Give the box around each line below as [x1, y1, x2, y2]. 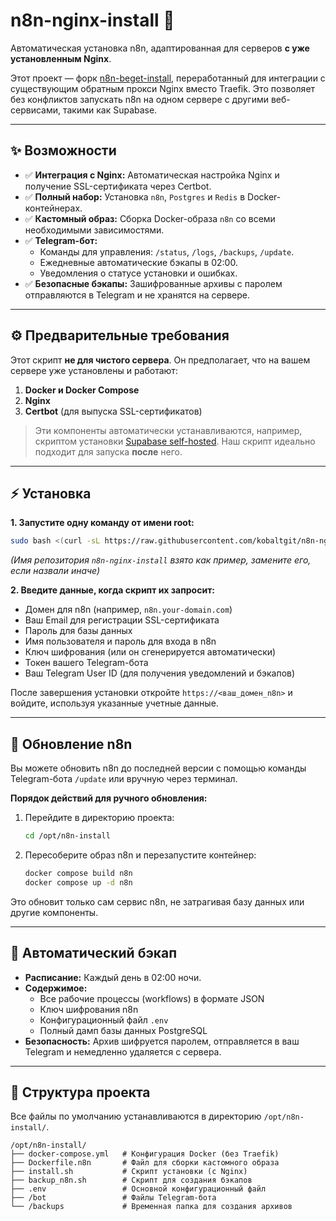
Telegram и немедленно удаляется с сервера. [24, 1045, 222, 1058]
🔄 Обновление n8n [10, 735, 133, 753]
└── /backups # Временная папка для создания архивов [10, 1202, 293, 1212]
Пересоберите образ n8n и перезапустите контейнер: [24, 849, 257, 861]
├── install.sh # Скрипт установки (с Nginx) [10, 1167, 248, 1177]
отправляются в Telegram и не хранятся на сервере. [24, 289, 251, 301]
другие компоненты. [10, 906, 99, 918]
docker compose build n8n [24, 868, 133, 878]
